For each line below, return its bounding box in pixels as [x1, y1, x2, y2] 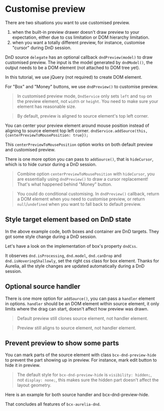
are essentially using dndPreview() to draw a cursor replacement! [17, 176, 148, 182]
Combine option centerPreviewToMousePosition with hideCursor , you [17, 170, 155, 177]
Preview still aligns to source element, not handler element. [17, 325, 137, 331]
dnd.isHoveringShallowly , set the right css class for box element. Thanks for [5, 258, 159, 264]
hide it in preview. [5, 363, 41, 368]
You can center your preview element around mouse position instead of [5, 122, 149, 128]
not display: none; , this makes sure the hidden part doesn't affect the [17, 377, 159, 383]
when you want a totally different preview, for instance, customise [12, 39, 145, 45]
